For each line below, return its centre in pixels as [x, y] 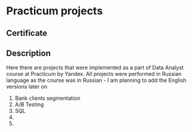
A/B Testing [29, 105]
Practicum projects [54, 11]
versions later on [27, 87]
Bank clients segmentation [48, 98]
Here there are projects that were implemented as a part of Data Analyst [95, 67]
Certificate [27, 33]
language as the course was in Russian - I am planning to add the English [96, 80]
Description [28, 53]
